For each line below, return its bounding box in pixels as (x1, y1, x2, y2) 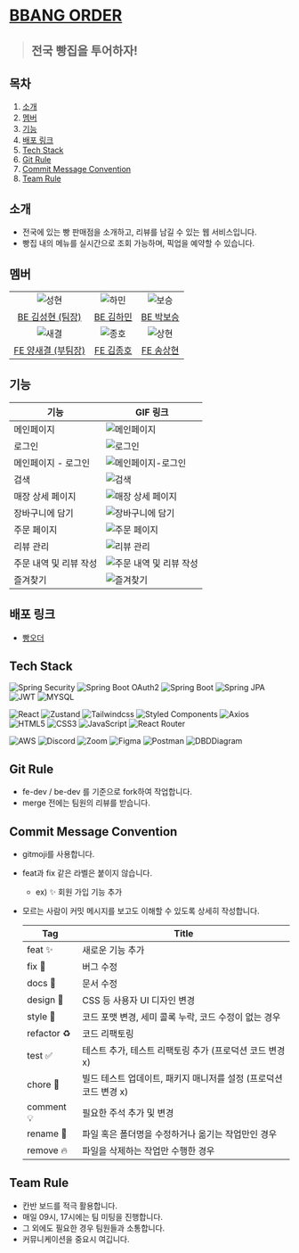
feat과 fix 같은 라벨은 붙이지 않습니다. (21, 868, 153, 878)
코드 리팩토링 (81, 1027, 134, 1040)
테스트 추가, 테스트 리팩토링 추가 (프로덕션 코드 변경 (81, 1044, 286, 1057)
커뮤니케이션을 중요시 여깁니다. (21, 1233, 131, 1244)
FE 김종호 (93, 344, 133, 357)
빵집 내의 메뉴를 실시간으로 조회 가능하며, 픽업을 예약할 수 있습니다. (21, 238, 255, 249)
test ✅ (26, 1050, 53, 1062)
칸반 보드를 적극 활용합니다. (21, 1200, 118, 1211)
